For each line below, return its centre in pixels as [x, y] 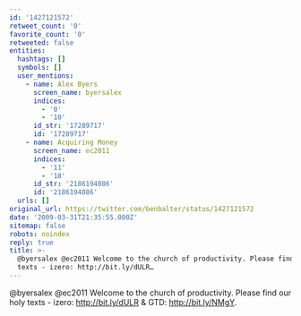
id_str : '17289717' [69, 126]
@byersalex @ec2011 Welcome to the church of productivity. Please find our [150, 293]
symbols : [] [40, 68]
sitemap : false [38, 226]
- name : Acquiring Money [72, 142]
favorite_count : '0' [48, 34]
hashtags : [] [42, 59]
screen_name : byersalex [77, 92]
